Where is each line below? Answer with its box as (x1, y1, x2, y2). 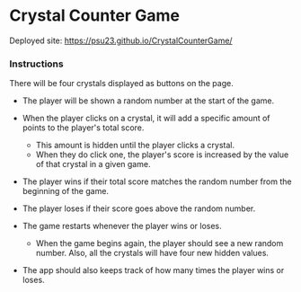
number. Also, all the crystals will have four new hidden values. (35, 248, 270, 259)
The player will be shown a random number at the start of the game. (22, 95, 275, 106)
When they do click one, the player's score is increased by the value (35, 149, 289, 160)
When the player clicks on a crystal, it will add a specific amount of (22, 113, 270, 124)
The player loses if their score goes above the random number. (22, 203, 256, 214)
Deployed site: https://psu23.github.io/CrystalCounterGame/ (9, 35, 233, 46)
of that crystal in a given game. (35, 159, 151, 170)
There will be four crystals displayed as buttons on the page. (9, 78, 234, 89)
